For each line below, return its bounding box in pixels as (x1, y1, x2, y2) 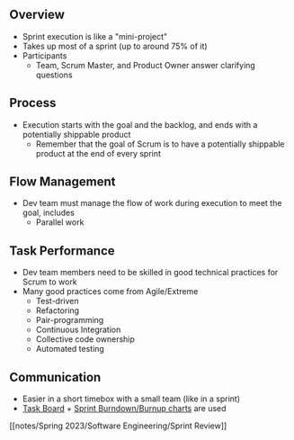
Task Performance (9, 243, 115, 258)
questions (35, 69, 74, 80)
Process (9, 95, 57, 111)
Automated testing (35, 344, 105, 355)
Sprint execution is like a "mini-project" (22, 31, 168, 41)
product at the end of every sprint (35, 148, 162, 158)
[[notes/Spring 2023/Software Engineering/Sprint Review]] (9, 420, 227, 431)
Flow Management (9, 175, 116, 190)
